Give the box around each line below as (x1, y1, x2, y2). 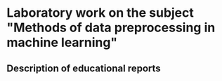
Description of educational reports (6, 62, 161, 74)
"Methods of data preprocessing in (6, 20, 216, 36)
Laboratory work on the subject (6, 5, 195, 21)
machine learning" (6, 35, 118, 50)
